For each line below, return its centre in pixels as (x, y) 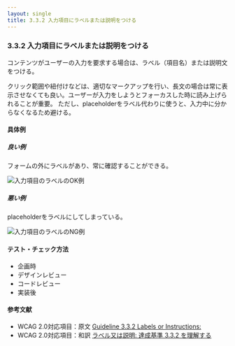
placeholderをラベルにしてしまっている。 (67, 217)
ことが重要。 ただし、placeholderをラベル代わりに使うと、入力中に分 (120, 103)
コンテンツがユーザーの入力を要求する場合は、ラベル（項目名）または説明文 (117, 62)
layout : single (29, 14)
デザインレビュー (42, 275)
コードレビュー (39, 283)
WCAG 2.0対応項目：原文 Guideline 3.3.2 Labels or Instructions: (109, 326)
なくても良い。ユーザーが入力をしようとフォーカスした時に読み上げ (123, 94)
